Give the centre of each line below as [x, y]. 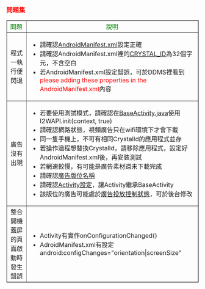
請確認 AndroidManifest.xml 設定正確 [91, 45]
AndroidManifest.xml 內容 [75, 89]
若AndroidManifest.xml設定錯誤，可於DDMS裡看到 [112, 72]
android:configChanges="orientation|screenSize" [110, 253]
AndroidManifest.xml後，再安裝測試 [91, 158]
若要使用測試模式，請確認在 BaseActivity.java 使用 [110, 113]
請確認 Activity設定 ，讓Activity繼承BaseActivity [106, 185]
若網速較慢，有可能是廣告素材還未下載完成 [101, 167]
